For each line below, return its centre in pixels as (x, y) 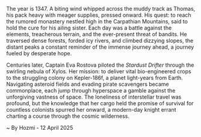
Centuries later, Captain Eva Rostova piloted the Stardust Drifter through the (100, 65)
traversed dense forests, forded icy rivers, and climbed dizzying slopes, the (100, 41)
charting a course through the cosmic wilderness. (68, 116)
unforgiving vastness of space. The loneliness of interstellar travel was (94, 97)
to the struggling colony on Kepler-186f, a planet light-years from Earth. (95, 78)
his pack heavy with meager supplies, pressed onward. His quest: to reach (99, 15)
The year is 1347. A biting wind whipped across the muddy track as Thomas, (101, 9)
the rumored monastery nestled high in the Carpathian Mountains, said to (97, 21)
